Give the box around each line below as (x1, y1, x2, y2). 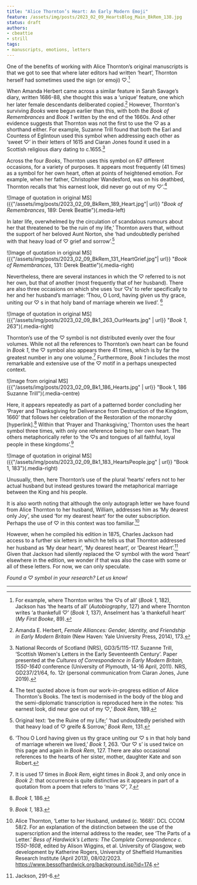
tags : (6, 42, 20, 48)
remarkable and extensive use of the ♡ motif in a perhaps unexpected (6, 360, 177, 367)
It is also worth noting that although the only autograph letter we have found (6, 500, 190, 507)
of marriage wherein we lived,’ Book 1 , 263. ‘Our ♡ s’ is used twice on (15, 740, 184, 748)
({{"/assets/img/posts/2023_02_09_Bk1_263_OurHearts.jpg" (6, 316, 151, 323)
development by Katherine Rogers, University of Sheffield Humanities (15, 848, 183, 855)
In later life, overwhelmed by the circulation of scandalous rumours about (6, 218, 183, 225)
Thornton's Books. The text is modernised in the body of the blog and (15, 693, 184, 700)
